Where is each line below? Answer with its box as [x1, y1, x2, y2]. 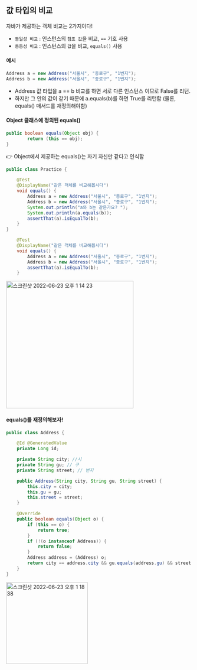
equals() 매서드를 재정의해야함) [14, 102, 87, 109]
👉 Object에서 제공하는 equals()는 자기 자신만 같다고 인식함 [6, 152, 145, 160]
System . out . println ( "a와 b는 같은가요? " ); [27, 204, 129, 210]
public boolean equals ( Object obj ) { [6, 130, 99, 136]
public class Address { [6, 430, 65, 435]
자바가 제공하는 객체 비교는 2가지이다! [6, 22, 93, 30]
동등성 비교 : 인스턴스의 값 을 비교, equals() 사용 [14, 42, 123, 49]
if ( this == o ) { [27, 522, 70, 528]
